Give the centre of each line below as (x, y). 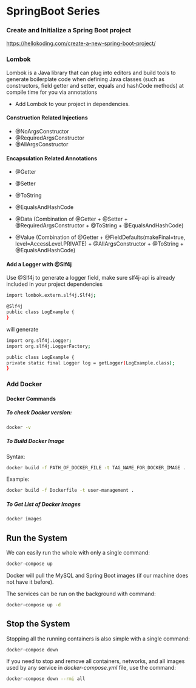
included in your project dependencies (55, 284)
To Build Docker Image (35, 441)
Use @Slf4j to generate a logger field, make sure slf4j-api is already (91, 278)
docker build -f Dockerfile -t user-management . (70, 491)
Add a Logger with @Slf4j (39, 264)
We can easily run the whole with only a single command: (78, 552)
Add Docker (24, 384)
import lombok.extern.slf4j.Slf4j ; (51, 296)
